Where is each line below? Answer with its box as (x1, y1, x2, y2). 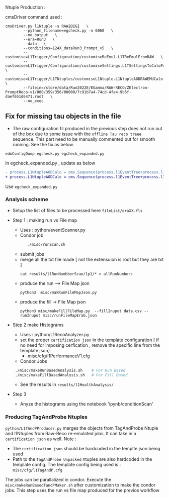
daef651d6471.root (5, 94, 44, 99)
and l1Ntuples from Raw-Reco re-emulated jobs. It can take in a (5, 430, 137, 436)
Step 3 (12, 391, 27, 397)
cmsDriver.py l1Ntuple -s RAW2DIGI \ (5, 24, 89, 29)
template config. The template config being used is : (12, 461, 121, 467)
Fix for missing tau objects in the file (5, 112, 122, 121)
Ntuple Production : (5, 5, 46, 10)
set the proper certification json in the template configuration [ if (20, 337, 159, 343)
